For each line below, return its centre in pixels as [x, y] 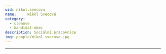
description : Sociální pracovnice [41, 32]
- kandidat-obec [26, 28]
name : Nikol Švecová [31, 14]
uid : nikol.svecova [25, 10]
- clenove [20, 23]
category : [15, 19]
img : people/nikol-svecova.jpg [37, 37]
